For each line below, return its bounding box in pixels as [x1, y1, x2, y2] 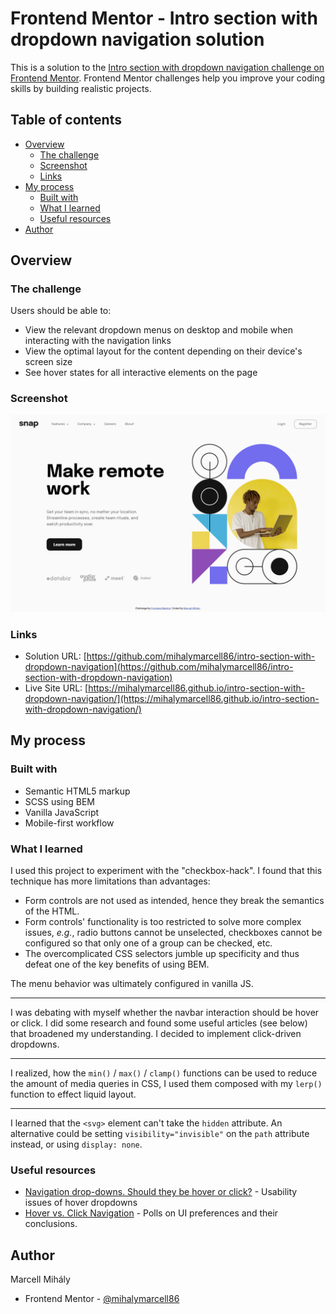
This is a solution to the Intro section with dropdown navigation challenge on [10, 61, 325, 73]
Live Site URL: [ [24, 682, 89, 694]
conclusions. [24, 1218, 78, 1230]
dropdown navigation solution [10, 28, 265, 51]
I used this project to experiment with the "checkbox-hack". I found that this [10, 865, 323, 877]
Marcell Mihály [10, 1273, 71, 1286]
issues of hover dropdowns [24, 1197, 138, 1209]
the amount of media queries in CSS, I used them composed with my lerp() [10, 1078, 323, 1090]
